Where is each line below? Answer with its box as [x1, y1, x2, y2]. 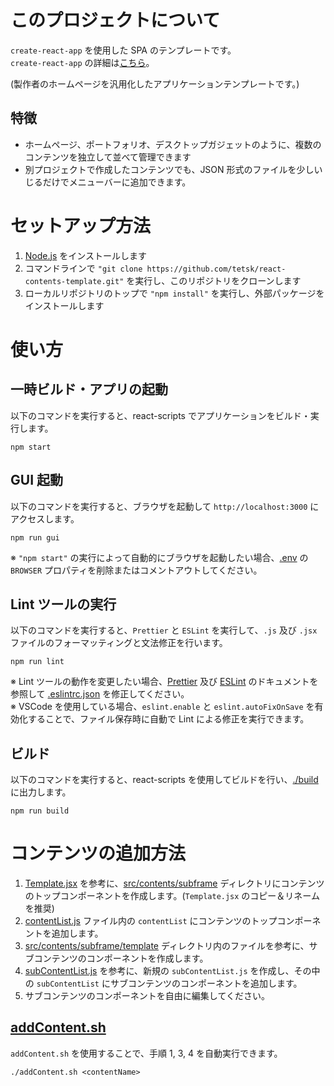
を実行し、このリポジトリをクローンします [126, 274, 302, 286]
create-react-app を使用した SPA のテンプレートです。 [10, 44, 237, 56]
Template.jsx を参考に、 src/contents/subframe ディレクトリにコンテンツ [24, 877, 325, 890]
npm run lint [10, 657, 65, 667]
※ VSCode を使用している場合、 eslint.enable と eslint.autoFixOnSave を [10, 701, 315, 713]
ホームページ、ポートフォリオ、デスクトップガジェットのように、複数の [24, 138, 322, 150]
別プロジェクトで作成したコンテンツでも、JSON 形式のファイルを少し [24, 163, 315, 175]
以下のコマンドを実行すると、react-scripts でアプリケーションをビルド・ [10, 409, 311, 421]
